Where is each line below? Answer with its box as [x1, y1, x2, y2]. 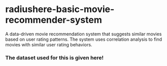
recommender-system [5, 14, 103, 26]
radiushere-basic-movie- [5, 4, 115, 15]
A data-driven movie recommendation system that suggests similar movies [5, 31, 162, 37]
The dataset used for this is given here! [5, 54, 104, 61]
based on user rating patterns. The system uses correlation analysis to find [5, 36, 162, 42]
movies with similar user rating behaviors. [5, 41, 92, 47]
